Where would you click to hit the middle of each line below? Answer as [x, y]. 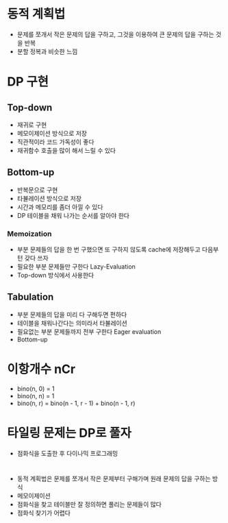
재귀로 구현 [32, 125]
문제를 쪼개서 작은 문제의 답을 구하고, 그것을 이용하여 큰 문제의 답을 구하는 [115, 34]
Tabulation [30, 297]
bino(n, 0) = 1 [36, 389]
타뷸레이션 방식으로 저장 [49, 198]
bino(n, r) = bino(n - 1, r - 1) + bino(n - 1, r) [76, 403]
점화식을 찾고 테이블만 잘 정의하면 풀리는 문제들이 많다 [89, 504]
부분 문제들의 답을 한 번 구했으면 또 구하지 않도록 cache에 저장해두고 [109, 250]
